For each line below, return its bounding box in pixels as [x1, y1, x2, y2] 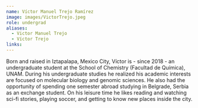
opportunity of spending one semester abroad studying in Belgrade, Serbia [6, 83, 189, 90]
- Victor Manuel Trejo [11, 31, 67, 37]
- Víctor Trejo [11, 36, 49, 42]
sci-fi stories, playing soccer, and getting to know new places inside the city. [6, 95, 193, 102]
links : [6, 42, 22, 48]
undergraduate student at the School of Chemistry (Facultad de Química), [6, 64, 186, 71]
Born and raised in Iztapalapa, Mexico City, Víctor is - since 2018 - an [6, 57, 175, 65]
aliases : [6, 25, 28, 31]
